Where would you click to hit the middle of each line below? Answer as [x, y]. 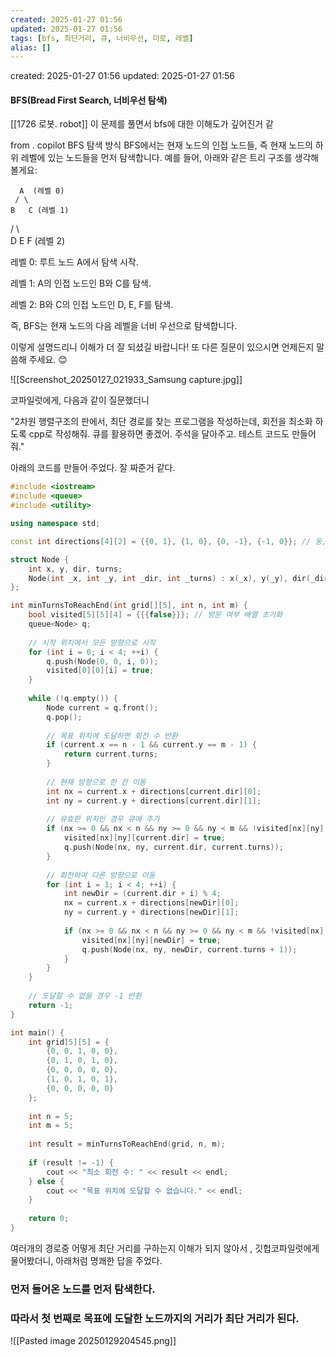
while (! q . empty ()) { [73, 699]
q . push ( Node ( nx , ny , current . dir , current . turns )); [173, 847]
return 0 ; [49, 1219]
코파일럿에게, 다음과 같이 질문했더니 [80, 400]
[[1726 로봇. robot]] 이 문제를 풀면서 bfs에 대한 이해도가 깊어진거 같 [142, 124]
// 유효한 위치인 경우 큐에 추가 [103, 819]
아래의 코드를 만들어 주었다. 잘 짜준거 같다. [93, 468]
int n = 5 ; [51, 1116]
